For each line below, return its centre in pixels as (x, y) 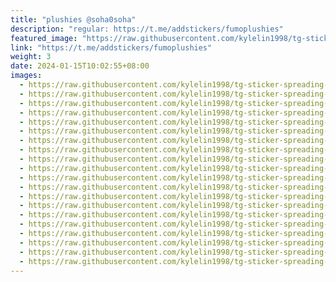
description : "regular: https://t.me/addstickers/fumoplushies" (147, 29)
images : (26, 76)
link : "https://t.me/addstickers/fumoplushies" (111, 47)
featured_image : (44, 38)
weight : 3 (31, 57)
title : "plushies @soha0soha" (73, 19)
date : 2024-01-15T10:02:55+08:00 (80, 66)
